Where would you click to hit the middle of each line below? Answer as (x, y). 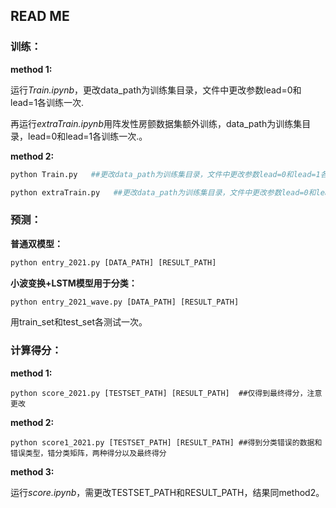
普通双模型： (36, 243)
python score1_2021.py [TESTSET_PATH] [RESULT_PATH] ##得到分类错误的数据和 (166, 442)
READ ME (40, 16)
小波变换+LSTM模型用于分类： (74, 283)
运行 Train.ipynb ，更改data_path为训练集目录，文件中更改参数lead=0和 (156, 90)
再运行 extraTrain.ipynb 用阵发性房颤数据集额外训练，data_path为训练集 (156, 123)
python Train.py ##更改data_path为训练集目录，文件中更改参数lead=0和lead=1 (165, 174)
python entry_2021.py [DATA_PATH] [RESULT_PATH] (113, 262)
